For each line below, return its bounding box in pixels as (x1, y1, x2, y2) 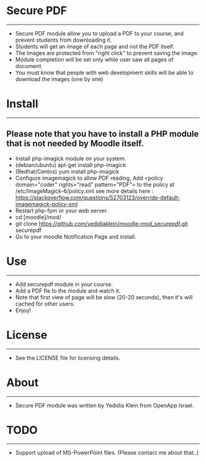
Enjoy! (15, 306, 31, 314)
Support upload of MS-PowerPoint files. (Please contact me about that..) (15, 449, 199, 456)
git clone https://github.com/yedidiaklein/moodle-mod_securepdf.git (15, 220, 188, 227)
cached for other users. (15, 300, 75, 307)
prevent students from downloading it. (15, 36, 112, 44)
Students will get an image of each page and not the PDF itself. (15, 42, 175, 50)
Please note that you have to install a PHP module (6, 129, 199, 139)
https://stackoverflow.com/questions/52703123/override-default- (15, 194, 181, 201)
